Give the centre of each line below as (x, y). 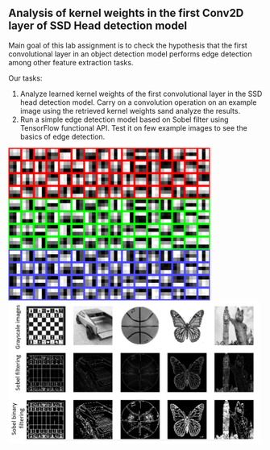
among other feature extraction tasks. (71, 62)
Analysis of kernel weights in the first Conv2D (126, 13)
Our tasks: (25, 78)
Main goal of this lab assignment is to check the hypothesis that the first (128, 45)
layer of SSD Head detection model (98, 26)
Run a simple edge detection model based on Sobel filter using (124, 119)
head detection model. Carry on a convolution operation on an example (138, 102)
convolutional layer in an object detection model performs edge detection (130, 54)
